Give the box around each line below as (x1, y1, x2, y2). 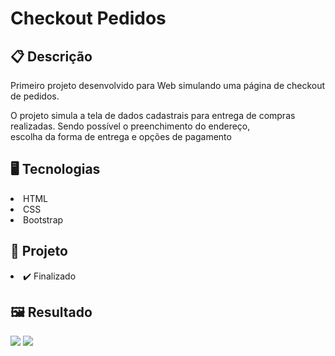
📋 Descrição (10, 48, 93, 65)
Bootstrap (23, 213, 64, 226)
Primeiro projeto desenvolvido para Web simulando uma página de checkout (10, 80, 326, 91)
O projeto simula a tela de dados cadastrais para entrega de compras (10, 110, 296, 121)
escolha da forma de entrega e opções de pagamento (10, 131, 232, 142)
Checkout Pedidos (10, 7, 167, 30)
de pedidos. (10, 90, 60, 102)
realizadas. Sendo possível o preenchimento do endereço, (10, 120, 251, 132)
